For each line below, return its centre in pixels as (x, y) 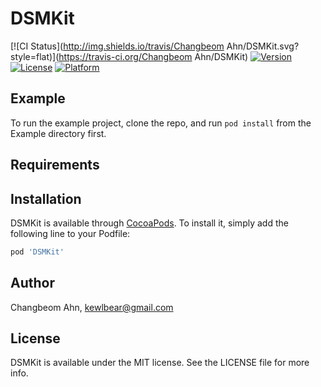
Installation (46, 198)
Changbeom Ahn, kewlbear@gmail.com (92, 307)
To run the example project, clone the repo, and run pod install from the (161, 123)
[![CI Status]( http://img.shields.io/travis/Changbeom (117, 46)
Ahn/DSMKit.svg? (263, 46)
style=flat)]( (35, 56)
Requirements (55, 165)
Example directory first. (58, 133)
